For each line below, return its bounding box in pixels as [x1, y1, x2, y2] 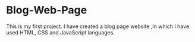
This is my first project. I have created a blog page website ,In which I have [6, 23, 190, 30]
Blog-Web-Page [6, 3, 87, 17]
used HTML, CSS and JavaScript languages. [6, 29, 115, 36]
